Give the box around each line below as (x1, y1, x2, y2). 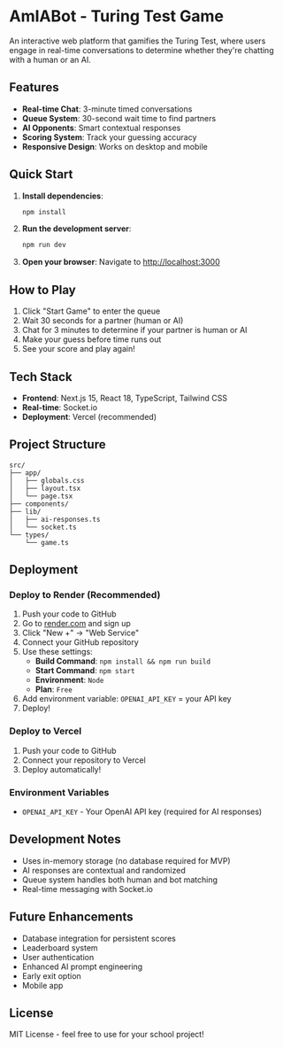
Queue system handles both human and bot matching (21, 874, 218, 885)
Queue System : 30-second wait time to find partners (21, 113, 217, 123)
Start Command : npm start (34, 665, 135, 676)
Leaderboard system (21, 942, 99, 953)
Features (9, 80, 59, 95)
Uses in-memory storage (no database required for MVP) (21, 855, 232, 866)
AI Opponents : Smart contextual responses (21, 122, 181, 133)
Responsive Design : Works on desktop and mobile (21, 141, 208, 151)
